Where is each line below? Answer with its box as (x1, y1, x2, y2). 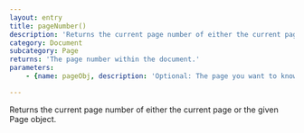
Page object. (9, 113, 57, 124)
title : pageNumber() (9, 22, 88, 31)
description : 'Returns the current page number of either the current (9, 30, 281, 39)
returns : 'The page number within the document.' (9, 55, 201, 64)
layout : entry (9, 13, 63, 22)
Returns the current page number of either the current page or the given (9, 104, 279, 115)
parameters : (9, 64, 54, 73)
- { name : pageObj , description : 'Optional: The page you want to (25, 72, 278, 81)
